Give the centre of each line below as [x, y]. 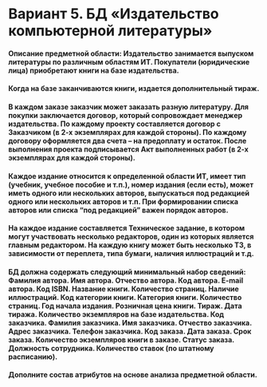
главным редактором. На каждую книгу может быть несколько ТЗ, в [130, 245]
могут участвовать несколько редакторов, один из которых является [131, 237]
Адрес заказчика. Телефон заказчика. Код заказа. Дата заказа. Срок [130, 331]
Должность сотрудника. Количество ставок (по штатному [111, 348]
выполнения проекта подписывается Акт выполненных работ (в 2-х [128, 149]
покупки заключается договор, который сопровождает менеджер [126, 115]
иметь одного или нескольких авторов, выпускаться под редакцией [129, 193]
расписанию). [33, 357]
